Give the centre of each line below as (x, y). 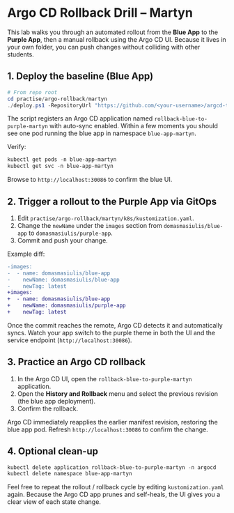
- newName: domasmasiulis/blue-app (63, 280)
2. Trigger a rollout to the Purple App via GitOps (112, 201)
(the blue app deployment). (56, 401)
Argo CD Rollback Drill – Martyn (100, 13)
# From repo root (32, 92)
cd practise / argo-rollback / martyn (57, 99)
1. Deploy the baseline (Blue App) (80, 76)
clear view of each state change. (54, 502)
